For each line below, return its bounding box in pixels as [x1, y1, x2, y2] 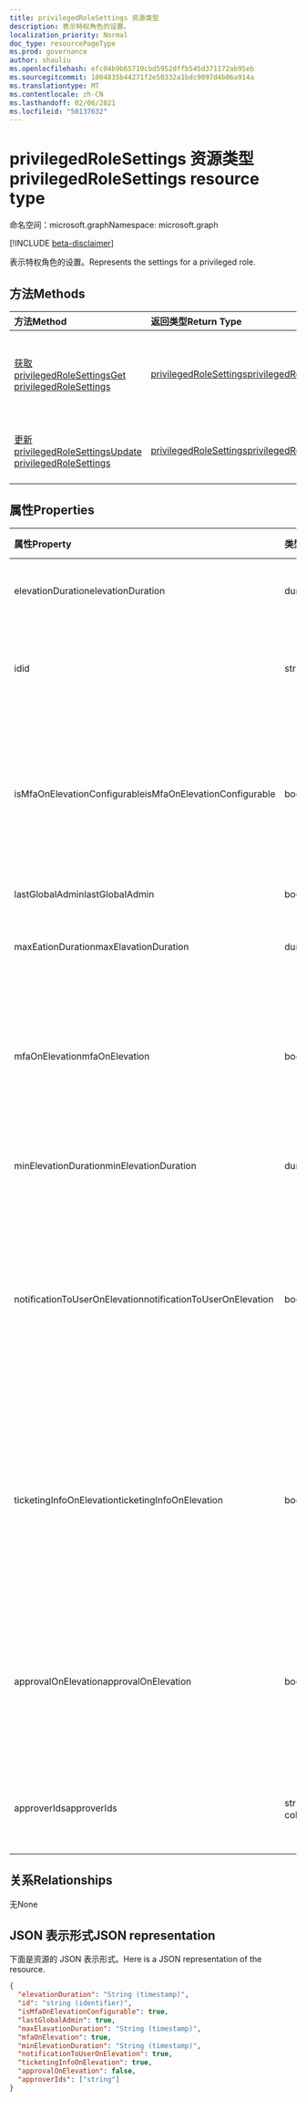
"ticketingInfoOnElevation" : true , [17, 2058, 153, 2067]
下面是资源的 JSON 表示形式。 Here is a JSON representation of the [9, 1954, 262, 1965]
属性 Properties [9, 503, 95, 518]
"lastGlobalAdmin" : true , [17, 2015, 117, 2024]
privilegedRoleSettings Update [14, 445, 143, 457]
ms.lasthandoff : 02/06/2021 [9, 98, 117, 108]
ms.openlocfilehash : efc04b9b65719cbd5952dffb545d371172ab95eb [9, 65, 255, 74]
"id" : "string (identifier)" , [17, 1999, 132, 2008]
